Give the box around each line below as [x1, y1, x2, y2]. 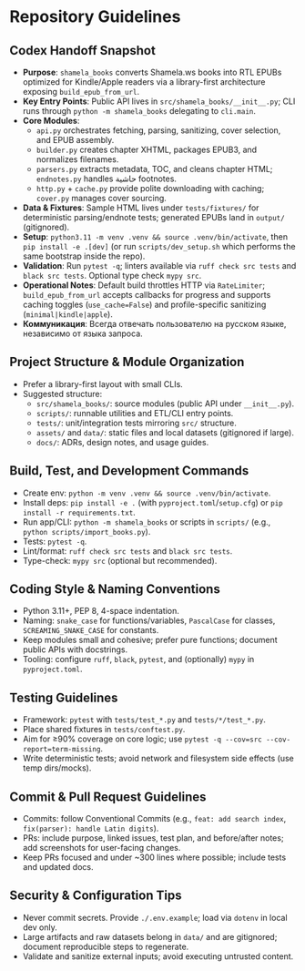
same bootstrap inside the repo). [22, 250, 146, 261]
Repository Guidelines [9, 6, 181, 27]
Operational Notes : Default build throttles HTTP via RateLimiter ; [22, 280, 266, 291]
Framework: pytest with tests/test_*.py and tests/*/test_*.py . [22, 714, 266, 725]
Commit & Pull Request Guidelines [9, 789, 207, 804]
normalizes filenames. [36, 154, 119, 165]
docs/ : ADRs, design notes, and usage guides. [36, 436, 209, 447]
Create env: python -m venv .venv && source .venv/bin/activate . [22, 487, 271, 498]
